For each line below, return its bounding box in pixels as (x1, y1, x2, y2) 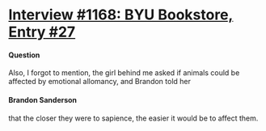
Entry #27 (8, 23, 76, 41)
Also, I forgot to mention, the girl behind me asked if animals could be (8, 68, 240, 78)
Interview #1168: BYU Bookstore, (8, 6, 234, 24)
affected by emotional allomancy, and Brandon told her (8, 77, 192, 87)
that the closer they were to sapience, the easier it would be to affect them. (8, 113, 259, 123)
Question (8, 50, 40, 60)
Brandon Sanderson (8, 95, 78, 104)
